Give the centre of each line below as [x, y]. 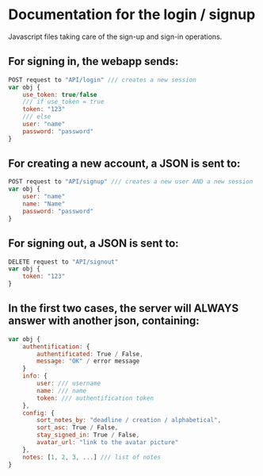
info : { [35, 376]
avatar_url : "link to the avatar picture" [108, 443]
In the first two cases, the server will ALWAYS [124, 308]
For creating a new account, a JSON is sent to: [124, 164]
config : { [39, 413]
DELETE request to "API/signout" [63, 262]
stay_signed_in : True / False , [88, 435]
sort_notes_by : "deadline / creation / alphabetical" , [129, 420]
